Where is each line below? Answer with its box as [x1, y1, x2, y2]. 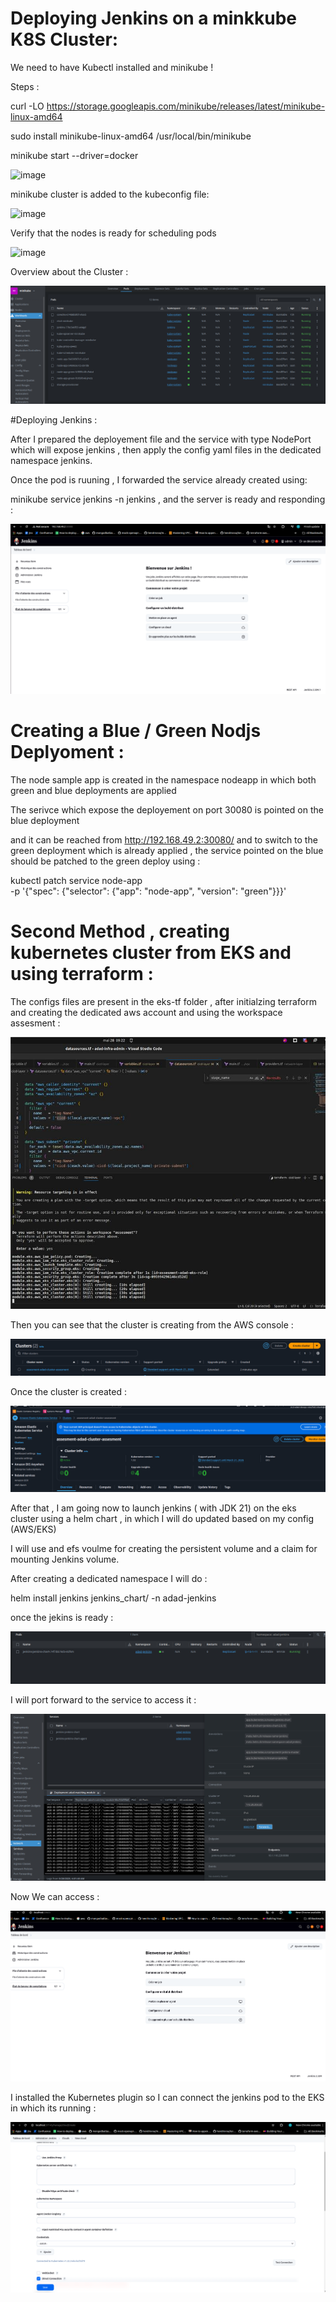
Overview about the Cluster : [10, 265, 129, 277]
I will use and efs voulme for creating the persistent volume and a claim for [10, 1543, 318, 1555]
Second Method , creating [10, 920, 230, 943]
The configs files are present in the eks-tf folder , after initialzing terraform [10, 995, 317, 1007]
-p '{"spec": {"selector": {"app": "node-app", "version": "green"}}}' [10, 885, 287, 897]
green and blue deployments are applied [10, 785, 177, 797]
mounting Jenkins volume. [10, 1553, 120, 1566]
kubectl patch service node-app [10, 875, 143, 887]
